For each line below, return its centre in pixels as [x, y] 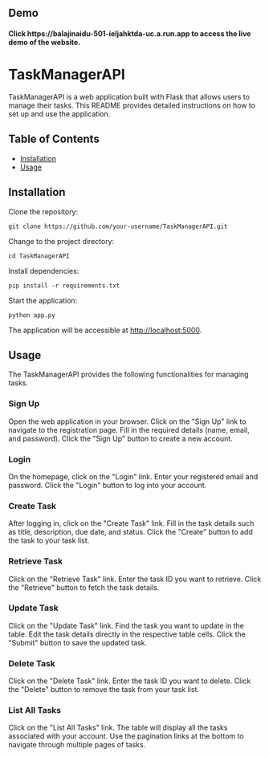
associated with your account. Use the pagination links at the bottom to [126, 736]
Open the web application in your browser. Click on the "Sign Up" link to [127, 421]
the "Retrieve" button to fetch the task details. [84, 587]
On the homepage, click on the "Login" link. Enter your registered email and [133, 476]
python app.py [32, 315]
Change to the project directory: [61, 241]
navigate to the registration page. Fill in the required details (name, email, [129, 429]
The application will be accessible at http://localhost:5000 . [105, 330]
